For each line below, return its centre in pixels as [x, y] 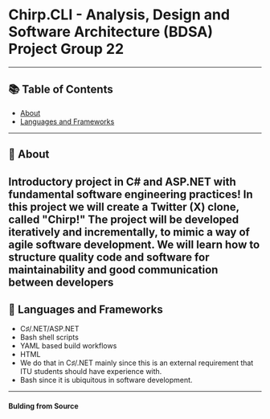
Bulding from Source [43, 406]
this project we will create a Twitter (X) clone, [124, 207]
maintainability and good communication [113, 270]
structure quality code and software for [109, 257]
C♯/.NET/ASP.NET [49, 329]
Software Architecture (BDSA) [111, 32]
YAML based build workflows [68, 346]
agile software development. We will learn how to [134, 244]
